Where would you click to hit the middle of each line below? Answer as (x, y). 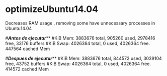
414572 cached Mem (27, 69)
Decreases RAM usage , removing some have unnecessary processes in (80, 23)
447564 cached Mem (28, 48)
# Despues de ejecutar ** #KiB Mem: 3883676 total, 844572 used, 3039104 (83, 58)
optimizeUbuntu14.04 (52, 9)
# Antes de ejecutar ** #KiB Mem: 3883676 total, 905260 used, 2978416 (80, 38)
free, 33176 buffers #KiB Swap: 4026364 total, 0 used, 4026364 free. (77, 43)
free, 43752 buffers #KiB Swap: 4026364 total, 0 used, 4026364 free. (78, 63)
